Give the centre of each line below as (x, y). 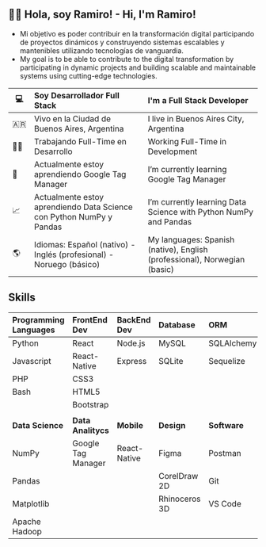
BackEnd (134, 319)
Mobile (130, 425)
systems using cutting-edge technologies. (88, 75)
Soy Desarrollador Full (77, 95)
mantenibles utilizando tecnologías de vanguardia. (102, 50)
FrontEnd (90, 319)
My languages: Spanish (191, 239)
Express (132, 361)
